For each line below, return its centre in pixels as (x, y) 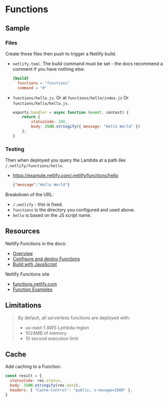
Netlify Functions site (27, 274)
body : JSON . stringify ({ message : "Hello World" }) (86, 127)
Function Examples (32, 289)
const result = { (24, 376)
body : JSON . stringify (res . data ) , (45, 386)
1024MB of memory (46, 333)
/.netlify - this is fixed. (38, 204)
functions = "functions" (44, 83)
